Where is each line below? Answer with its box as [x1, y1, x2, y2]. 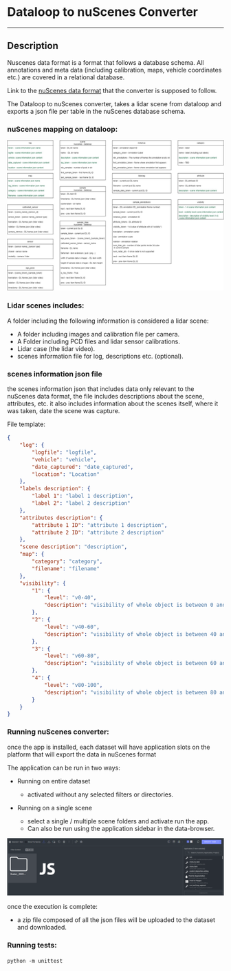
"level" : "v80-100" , [43, 681, 103, 688]
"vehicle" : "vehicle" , [32, 456, 97, 463]
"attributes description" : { [19, 514, 103, 521]
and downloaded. [16, 923, 67, 932]
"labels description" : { [19, 485, 91, 492]
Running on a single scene [16, 803, 93, 812]
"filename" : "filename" [32, 565, 100, 572]
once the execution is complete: [7, 903, 98, 911]
